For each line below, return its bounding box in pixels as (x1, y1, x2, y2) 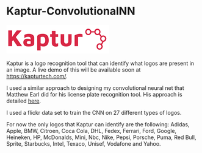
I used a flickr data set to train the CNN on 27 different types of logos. (6, 109, 182, 116)
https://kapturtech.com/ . (6, 72, 68, 80)
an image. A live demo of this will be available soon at (6, 66, 141, 73)
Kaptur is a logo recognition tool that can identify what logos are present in (6, 59, 194, 67)
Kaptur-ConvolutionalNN (6, 4, 135, 18)
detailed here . (6, 97, 41, 104)
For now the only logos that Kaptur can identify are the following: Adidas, (6, 120, 190, 128)
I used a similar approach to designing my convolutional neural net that (6, 84, 184, 92)
